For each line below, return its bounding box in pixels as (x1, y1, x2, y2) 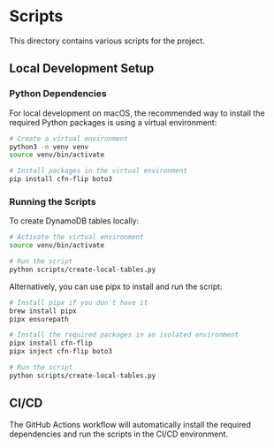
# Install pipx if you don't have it (9, 298, 148, 307)
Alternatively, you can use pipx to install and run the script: (9, 281, 223, 292)
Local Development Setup (9, 61, 155, 76)
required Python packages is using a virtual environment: (9, 117, 217, 127)
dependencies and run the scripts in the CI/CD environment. (9, 429, 228, 439)
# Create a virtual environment (9, 134, 128, 143)
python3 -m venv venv (9, 142, 89, 151)
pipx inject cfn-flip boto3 (9, 347, 113, 356)
